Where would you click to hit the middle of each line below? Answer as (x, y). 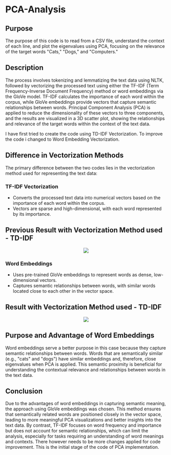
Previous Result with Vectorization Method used (84, 230)
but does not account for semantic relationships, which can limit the (77, 431)
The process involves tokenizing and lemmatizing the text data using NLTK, (84, 80)
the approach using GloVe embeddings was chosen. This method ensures (83, 409)
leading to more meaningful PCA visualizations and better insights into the (83, 420)
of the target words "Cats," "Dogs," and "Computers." (62, 52)
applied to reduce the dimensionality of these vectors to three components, (85, 113)
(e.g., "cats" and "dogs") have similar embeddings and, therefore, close (81, 358)
